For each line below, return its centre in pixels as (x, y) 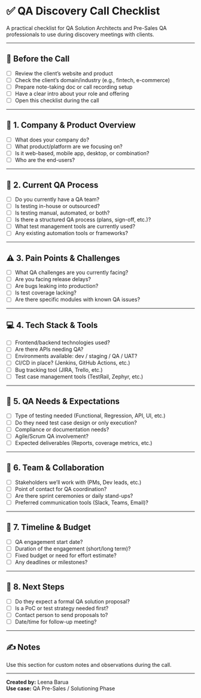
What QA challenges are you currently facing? (71, 273)
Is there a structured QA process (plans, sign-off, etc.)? (83, 219)
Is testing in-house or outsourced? (57, 206)
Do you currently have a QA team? (57, 199)
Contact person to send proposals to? (61, 615)
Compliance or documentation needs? (62, 429)
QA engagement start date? (49, 541)
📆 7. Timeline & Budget (48, 527)
